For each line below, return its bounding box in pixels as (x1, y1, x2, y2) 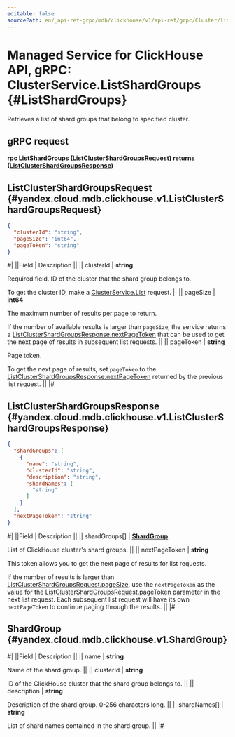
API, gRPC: (7, 62, 72, 78)
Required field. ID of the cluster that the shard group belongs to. (7, 274, 192, 283)
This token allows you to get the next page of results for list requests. (7, 559, 207, 567)
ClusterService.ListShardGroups (7, 77, 201, 93)
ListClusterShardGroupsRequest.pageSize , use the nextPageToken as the (7, 580, 215, 588)
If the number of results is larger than (7, 573, 115, 581)
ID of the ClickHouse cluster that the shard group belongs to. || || (7, 679, 194, 688)
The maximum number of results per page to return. (7, 310, 157, 318)
